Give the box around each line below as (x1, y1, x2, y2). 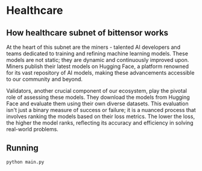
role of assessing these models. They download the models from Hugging (6, 94, 190, 101)
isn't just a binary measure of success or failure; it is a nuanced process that (6, 107, 196, 113)
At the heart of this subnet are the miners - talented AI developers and (6, 43, 181, 51)
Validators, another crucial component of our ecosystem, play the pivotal (6, 87, 187, 94)
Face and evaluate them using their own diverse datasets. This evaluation (6, 100, 189, 107)
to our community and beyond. (6, 76, 83, 82)
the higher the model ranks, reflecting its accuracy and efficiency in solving (6, 119, 194, 126)
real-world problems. (6, 126, 58, 132)
